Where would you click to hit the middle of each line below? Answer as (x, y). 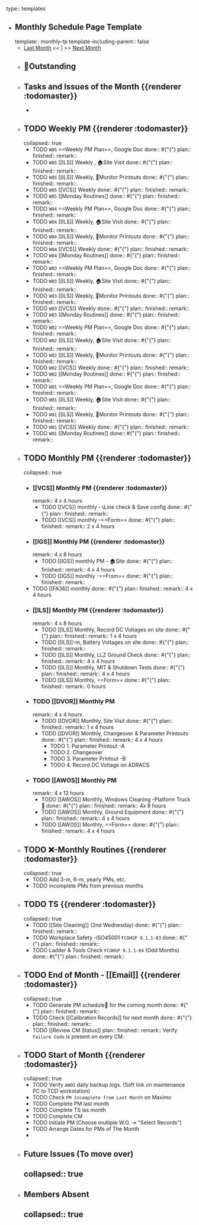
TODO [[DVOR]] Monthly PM (74, 701)
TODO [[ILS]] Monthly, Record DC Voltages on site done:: (111, 629)
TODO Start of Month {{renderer (84, 1055)
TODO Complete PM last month (71, 1104)
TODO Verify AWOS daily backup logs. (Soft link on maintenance (109, 1085)
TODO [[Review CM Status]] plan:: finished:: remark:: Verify (105, 1030)
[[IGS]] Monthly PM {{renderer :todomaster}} (99, 541)
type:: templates (26, 9)
